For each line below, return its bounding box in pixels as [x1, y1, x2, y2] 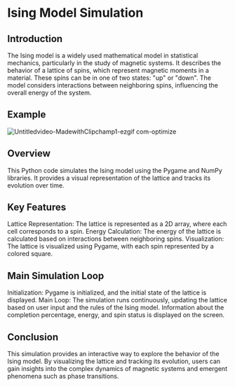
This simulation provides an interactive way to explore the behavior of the [7, 350, 220, 358]
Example [7, 108, 46, 120]
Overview [7, 148, 51, 160]
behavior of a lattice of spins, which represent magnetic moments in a [7, 66, 209, 74]
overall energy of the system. [7, 89, 92, 97]
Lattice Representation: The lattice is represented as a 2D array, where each [7, 220, 227, 228]
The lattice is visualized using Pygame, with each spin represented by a [7, 242, 214, 251]
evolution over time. [7, 181, 65, 190]
